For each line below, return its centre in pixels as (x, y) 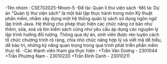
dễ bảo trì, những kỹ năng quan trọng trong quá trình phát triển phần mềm (81, 45)
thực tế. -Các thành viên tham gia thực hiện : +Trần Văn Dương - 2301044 (81, 51)
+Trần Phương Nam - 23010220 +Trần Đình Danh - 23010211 (68, 56)
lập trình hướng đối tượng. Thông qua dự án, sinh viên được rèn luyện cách (82, 35)
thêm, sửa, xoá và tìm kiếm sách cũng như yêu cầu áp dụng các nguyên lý (82, 29)
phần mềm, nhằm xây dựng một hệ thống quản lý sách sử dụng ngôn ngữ (81, 18)
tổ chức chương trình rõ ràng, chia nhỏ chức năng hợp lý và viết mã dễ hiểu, (83, 40)
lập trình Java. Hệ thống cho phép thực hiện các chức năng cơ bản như (79, 24)
